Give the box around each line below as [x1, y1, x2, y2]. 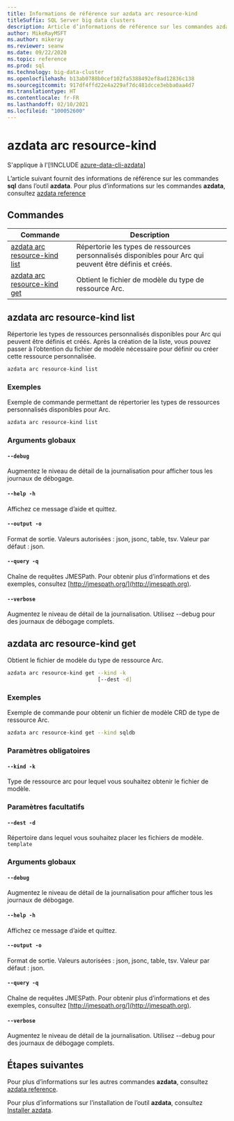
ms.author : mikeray [7, 36, 64, 43]
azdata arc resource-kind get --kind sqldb [7, 730, 136, 737]
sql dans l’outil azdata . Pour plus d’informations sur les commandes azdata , [7, 181, 226, 190]
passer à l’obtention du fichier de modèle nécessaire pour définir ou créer [7, 345, 219, 353]
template [7, 841, 33, 848]
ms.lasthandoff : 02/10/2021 [7, 101, 89, 108]
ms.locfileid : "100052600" [7, 107, 86, 114]
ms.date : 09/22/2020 [7, 50, 68, 57]
